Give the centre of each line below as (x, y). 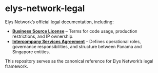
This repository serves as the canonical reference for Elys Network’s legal (79, 61)
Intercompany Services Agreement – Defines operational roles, (77, 41)
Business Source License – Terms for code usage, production (75, 31)
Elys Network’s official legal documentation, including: (59, 22)
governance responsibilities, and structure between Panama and (77, 46)
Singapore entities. (31, 52)
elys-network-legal (45, 8)
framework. (17, 66)
